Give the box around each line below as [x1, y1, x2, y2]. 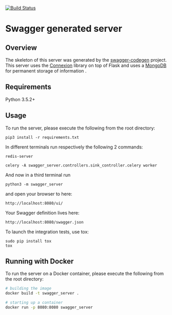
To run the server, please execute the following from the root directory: [5, 125, 156, 131]
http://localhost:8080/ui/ [5, 200, 63, 206]
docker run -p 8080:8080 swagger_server [5, 305, 93, 310]
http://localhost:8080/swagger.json [5, 219, 84, 225]
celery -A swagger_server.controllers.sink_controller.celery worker [5, 162, 158, 168]
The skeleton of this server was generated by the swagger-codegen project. [5, 57, 167, 63]
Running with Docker [5, 257, 74, 266]
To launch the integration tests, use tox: [5, 229, 89, 235]
